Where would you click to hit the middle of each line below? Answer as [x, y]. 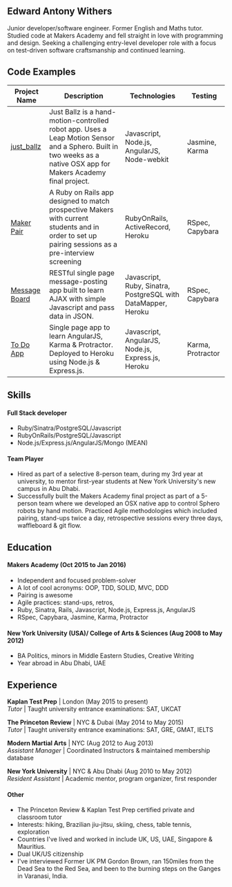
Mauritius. [31, 847]
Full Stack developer [37, 413]
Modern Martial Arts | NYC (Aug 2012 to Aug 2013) [80, 743]
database [21, 758]
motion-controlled [79, 120]
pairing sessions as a [83, 244]
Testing [204, 96]
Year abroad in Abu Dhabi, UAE [61, 663]
